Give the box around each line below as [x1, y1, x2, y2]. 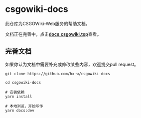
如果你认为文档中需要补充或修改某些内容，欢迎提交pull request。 [5, 61, 139, 67]
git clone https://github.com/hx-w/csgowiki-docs [5, 71, 111, 76]
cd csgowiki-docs [5, 80, 41, 85]
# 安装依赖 [5, 90, 25, 95]
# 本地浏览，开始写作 [5, 104, 43, 109]
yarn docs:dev [5, 108, 35, 113]
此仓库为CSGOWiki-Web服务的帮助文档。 [5, 20, 91, 26]
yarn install [5, 94, 32, 99]
